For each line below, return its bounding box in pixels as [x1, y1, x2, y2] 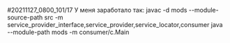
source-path [7, 13, 43, 21]
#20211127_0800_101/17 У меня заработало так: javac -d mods [7, 6, 187, 14]
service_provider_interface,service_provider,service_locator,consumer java [7, 21, 223, 28]
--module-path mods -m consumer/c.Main [7, 28, 130, 36]
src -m [44, 13, 64, 21]
